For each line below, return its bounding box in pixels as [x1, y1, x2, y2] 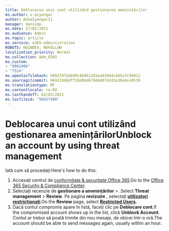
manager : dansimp [5, 21, 42, 27]
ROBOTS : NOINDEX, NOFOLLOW [5, 45, 62, 50]
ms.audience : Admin [5, 31, 46, 36]
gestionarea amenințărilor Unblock [5, 129, 152, 141]
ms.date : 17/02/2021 [5, 26, 49, 31]
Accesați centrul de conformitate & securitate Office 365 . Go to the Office [12, 177, 164, 183]
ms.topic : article [5, 36, 44, 41]
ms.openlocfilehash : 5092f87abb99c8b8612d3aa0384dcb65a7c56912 [5, 73, 141, 78]
